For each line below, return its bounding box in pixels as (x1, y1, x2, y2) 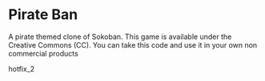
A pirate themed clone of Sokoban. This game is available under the (8, 32, 232, 41)
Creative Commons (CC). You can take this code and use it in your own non (8, 40, 258, 49)
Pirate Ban (8, 6, 78, 24)
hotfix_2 (8, 64, 35, 73)
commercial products (8, 48, 78, 58)
